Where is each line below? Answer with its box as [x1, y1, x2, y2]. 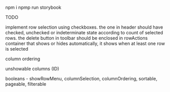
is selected [5, 46, 28, 52]
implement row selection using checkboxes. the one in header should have [5, 24, 163, 30]
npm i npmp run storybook [5, 5, 61, 10]
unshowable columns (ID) [5, 66, 59, 72]
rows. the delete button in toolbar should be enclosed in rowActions [5, 35, 148, 41]
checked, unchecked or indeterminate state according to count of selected [5, 30, 163, 35]
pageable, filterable [5, 81, 47, 87]
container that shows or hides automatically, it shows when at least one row [5, 40, 165, 47]
